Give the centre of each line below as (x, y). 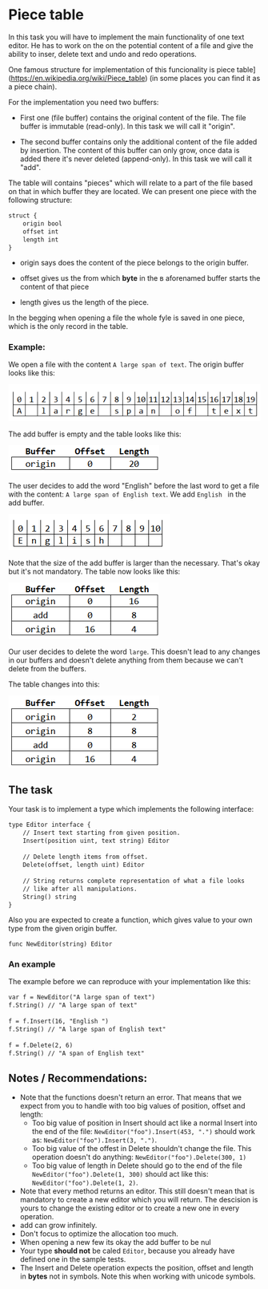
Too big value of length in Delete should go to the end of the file (137, 1165)
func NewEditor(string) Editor (60, 944)
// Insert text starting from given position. (102, 833)
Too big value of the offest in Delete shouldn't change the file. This (142, 1149)
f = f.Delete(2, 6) (41, 1046)
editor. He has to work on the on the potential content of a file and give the (131, 45)
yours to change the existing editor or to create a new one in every (130, 1208)
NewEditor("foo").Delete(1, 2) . (85, 1183)
